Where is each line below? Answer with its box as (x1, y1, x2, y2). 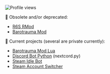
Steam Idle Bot (12, 58, 42, 64)
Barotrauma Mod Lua (12, 48, 55, 53)
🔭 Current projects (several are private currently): (5, 38, 105, 44)
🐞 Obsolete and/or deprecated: (5, 14, 68, 20)
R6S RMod (12, 24, 35, 29)
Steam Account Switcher (12, 64, 63, 69)
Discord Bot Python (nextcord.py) (12, 53, 81, 59)
